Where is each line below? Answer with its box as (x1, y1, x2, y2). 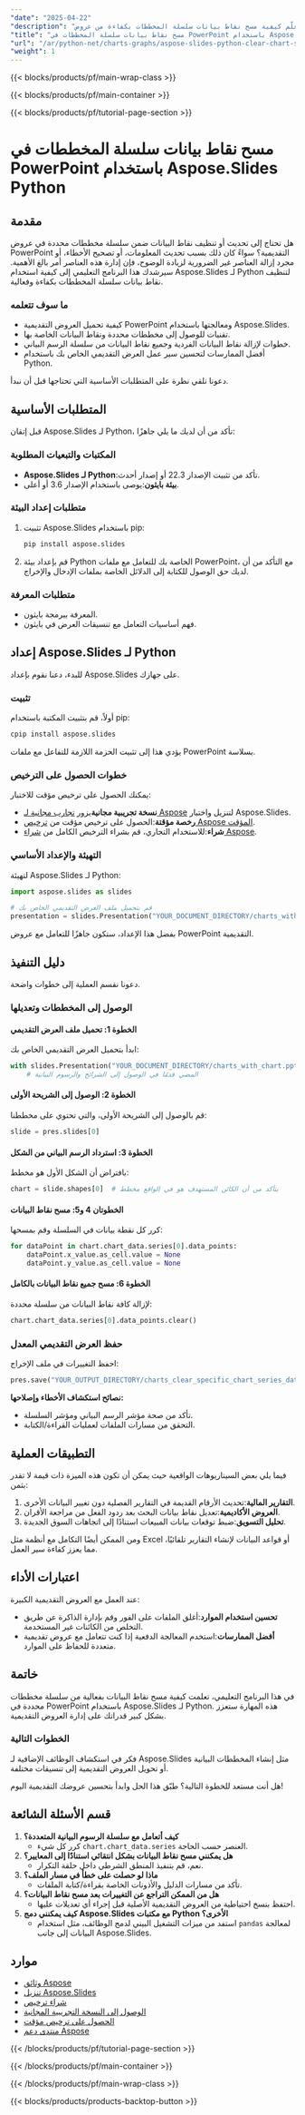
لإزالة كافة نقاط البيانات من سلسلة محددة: (10, 1298, 153, 1309)
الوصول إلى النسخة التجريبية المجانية (23, 2006, 147, 2017)
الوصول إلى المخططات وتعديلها (10, 1001, 133, 1013)
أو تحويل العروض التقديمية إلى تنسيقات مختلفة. (10, 1762, 169, 1774)
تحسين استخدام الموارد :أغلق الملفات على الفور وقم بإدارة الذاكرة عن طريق (23, 1611, 278, 1622)
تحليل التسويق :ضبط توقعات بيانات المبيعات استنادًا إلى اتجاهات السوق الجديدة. (23, 1516, 286, 1527)
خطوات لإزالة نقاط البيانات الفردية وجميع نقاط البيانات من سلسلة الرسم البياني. (23, 338, 291, 349)
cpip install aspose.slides (10, 729, 117, 739)
